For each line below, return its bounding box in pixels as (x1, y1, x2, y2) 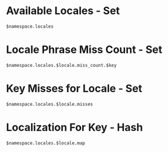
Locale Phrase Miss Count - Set (6, 43, 163, 56)
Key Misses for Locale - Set (6, 82, 143, 95)
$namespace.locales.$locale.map (6, 140, 85, 146)
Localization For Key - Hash (6, 121, 143, 134)
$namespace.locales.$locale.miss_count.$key (6, 62, 117, 68)
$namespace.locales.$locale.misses (6, 101, 93, 107)
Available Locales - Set (6, 4, 120, 18)
